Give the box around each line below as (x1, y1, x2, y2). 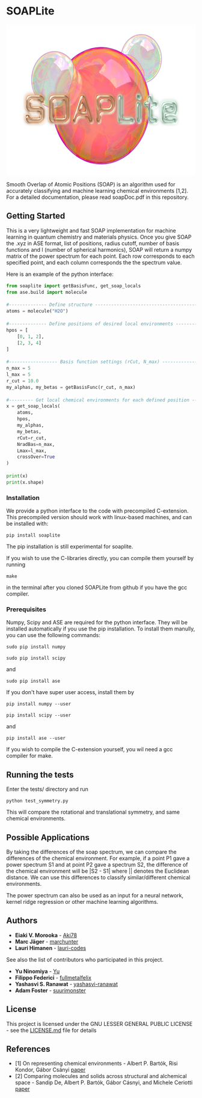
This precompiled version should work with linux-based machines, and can (6, 514, 192, 521)
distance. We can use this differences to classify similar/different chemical (6, 873, 191, 881)
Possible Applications (6, 832, 90, 843)
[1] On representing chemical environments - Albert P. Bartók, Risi (14, 1060, 178, 1067)
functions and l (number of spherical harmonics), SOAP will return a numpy (6, 246, 192, 253)
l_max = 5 (6, 371, 31, 377)
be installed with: (6, 520, 49, 527)
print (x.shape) (6, 479, 44, 485)
